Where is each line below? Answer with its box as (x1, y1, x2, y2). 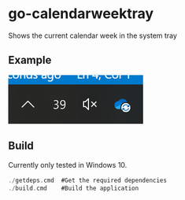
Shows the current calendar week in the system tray (8, 31, 177, 40)
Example (8, 54, 52, 67)
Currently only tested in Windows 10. (8, 160, 128, 169)
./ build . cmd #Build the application (8, 184, 139, 193)
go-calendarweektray (8, 5, 154, 23)
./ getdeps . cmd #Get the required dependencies (8, 176, 168, 184)
